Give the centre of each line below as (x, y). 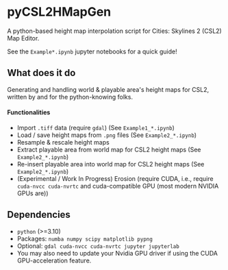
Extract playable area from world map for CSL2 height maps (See (109, 149)
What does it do (41, 73)
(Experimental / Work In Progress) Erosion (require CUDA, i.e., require (115, 178)
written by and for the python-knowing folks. (70, 97)
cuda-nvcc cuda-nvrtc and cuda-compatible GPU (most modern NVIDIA (118, 186)
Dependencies (39, 215)
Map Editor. (23, 38)
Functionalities (29, 112)
